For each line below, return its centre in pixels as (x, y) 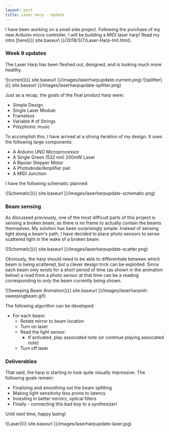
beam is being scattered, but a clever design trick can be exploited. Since (82, 264)
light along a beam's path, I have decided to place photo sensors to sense (82, 234)
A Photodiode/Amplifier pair (42, 168)
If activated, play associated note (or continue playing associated (96, 338)
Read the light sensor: (43, 332)
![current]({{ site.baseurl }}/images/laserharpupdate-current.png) (74, 80)
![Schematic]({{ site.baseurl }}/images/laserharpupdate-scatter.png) (77, 249)
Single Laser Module (34, 110)
